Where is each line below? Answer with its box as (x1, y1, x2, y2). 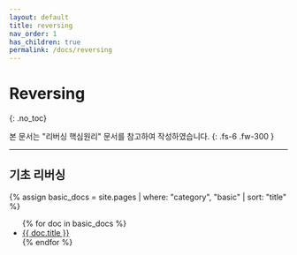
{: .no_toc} (9, 113, 47, 124)
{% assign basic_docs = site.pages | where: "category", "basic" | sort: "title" (9, 191, 287, 202)
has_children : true (9, 37, 81, 47)
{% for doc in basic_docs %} (21, 218, 127, 229)
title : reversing (9, 21, 73, 30)
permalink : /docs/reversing (9, 46, 113, 55)
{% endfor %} (21, 236, 73, 247)
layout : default (9, 12, 69, 22)
